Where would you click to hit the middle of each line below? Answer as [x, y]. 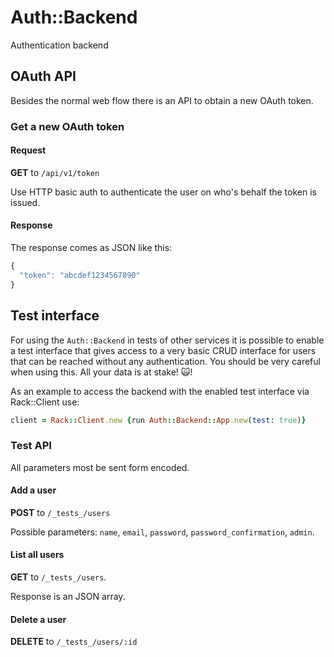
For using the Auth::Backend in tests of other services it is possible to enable [167, 340]
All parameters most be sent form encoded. [100, 467]
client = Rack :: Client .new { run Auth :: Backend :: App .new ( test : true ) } [158, 420]
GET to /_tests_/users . [58, 577]
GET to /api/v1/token [55, 172]
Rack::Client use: [45, 402]
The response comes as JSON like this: [91, 248]
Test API [31, 446]
